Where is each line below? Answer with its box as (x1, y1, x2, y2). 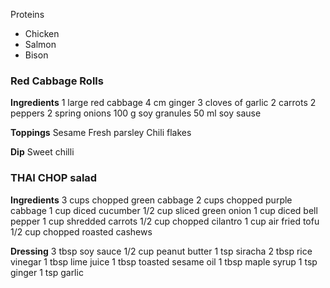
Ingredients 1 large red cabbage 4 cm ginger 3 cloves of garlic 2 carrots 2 (10, 97, 317, 109)
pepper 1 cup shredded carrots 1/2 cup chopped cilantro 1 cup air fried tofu (10, 215, 320, 227)
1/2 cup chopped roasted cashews (10, 225, 153, 238)
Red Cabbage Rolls (10, 74, 104, 88)
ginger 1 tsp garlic (10, 266, 84, 278)
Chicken (24, 28, 60, 39)
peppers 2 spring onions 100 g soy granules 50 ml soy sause (10, 107, 262, 119)
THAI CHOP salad (10, 171, 98, 185)
